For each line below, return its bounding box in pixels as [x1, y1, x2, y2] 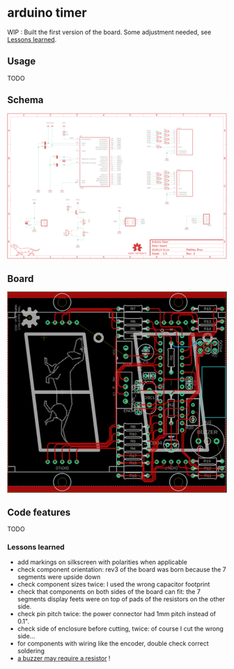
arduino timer [7, 5, 87, 21]
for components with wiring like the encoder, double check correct [17, 639, 209, 648]
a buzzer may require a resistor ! [17, 654, 111, 663]
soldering [17, 647, 45, 655]
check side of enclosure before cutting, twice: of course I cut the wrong [17, 624, 224, 633]
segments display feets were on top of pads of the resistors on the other [17, 595, 226, 604]
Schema [7, 94, 44, 106]
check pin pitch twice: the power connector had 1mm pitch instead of [17, 610, 216, 618]
